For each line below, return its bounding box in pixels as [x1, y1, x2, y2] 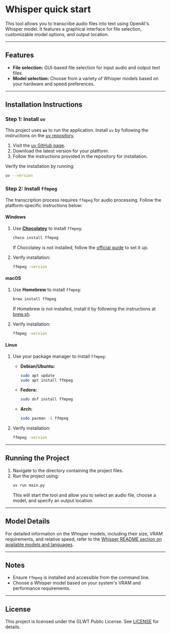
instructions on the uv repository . [5, 133, 75, 139]
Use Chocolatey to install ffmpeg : [12, 225, 82, 231]
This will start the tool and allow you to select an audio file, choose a [12, 492, 156, 498]
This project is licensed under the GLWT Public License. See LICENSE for [5, 619, 159, 625]
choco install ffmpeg [12, 235, 59, 240]
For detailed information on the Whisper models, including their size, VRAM [5, 530, 163, 537]
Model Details [5, 517, 50, 526]
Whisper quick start [5, 4, 91, 15]
